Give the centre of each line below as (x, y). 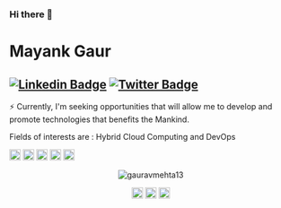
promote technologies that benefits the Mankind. (100, 119)
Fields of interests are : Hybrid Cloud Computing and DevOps (123, 136)
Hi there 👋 (31, 14)
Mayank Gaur (61, 52)
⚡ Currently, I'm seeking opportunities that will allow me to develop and (141, 106)
